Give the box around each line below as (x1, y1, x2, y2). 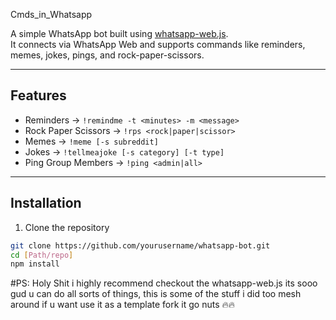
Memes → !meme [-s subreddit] (24, 135, 159, 147)
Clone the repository (24, 221, 110, 233)
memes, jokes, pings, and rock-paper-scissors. (10, 49, 205, 61)
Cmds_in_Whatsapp (10, 9, 93, 20)
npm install (10, 259, 60, 269)
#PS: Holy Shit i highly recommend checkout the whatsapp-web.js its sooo (10, 277, 318, 289)
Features (10, 87, 67, 104)
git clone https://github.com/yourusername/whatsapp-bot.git (10, 240, 271, 251)
